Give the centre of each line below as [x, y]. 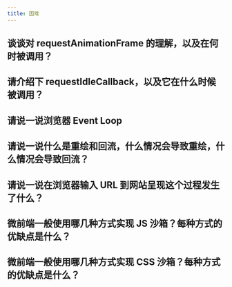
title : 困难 [23, 13]
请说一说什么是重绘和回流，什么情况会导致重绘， [112, 146]
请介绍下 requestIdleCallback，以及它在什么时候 [112, 82]
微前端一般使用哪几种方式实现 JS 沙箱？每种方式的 [115, 223]
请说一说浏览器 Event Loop [65, 121]
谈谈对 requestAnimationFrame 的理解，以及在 [108, 43]
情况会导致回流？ [52, 159]
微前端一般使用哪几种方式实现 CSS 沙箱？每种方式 [114, 262]
